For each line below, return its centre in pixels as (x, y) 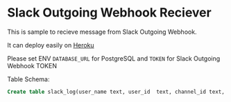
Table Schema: (28, 79)
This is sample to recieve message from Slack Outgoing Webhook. (102, 32)
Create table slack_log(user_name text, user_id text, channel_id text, (116, 92)
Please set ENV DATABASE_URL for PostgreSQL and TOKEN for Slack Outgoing (114, 58)
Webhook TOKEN (32, 65)
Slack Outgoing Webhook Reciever (109, 13)
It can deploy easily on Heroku (51, 45)
